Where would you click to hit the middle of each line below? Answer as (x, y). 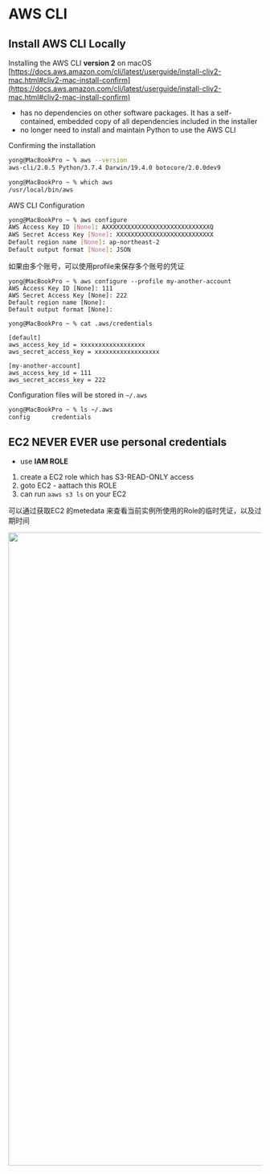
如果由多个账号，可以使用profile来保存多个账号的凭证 (96, 266)
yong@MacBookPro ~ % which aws (61, 182)
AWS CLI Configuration (47, 205)
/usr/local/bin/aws (41, 190)
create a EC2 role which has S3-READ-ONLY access (107, 477)
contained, (38, 121)
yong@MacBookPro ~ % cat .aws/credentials (80, 323)
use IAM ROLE (44, 461)
